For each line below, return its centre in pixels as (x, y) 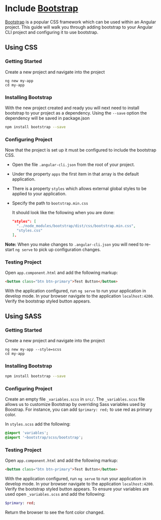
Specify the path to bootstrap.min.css (50, 203)
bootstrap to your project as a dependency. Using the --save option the (76, 113)
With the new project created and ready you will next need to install (72, 108)
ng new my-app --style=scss (33, 350)
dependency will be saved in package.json (47, 118)
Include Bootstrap (42, 8)
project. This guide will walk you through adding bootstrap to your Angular (79, 27)
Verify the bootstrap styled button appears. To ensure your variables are (77, 489)
